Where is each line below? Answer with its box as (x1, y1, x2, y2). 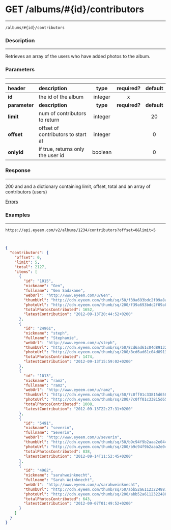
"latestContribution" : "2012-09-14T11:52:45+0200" (23, 454, 133, 459)
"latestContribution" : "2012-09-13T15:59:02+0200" (23, 359, 133, 365)
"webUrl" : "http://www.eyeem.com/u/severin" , (23, 435, 122, 440)
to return (39, 116, 60, 123)
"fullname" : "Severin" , (23, 430, 74, 435)
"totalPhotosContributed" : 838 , (23, 449, 93, 454)
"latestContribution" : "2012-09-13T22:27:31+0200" (23, 406, 133, 411)
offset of (39, 124, 60, 131)
